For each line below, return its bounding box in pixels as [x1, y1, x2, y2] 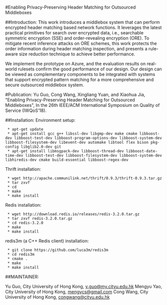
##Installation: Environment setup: [5, 117, 76, 123]
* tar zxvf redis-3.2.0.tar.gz [7, 216, 72, 221]
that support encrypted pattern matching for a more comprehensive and [5, 77, 154, 82]
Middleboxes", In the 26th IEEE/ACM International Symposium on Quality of [5, 102, 160, 108]
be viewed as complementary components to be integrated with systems [5, 71, 155, 77]
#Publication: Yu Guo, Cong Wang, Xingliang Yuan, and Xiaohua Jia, [5, 92, 145, 97]
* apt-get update [7, 127, 43, 132]
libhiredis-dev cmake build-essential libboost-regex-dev [5, 157, 128, 162]
